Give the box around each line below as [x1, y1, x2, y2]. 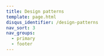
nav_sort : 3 [6, 24, 35, 31]
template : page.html [6, 14, 57, 20]
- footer [11, 41, 33, 47]
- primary [11, 36, 35, 41]
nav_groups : [6, 30, 35, 36]
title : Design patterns [6, 8, 65, 15]
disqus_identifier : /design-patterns [6, 19, 99, 25]
